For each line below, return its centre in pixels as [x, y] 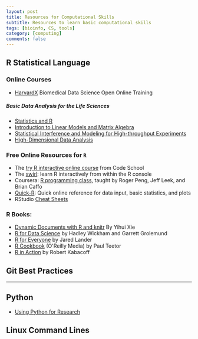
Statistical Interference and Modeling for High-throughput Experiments [100, 133]
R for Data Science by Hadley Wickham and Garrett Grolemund [91, 233]
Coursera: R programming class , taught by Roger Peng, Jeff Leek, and [100, 180]
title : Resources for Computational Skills [60, 17]
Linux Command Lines [48, 330]
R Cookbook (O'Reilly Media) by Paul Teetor [68, 246]
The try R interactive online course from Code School [79, 167]
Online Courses [29, 80]
